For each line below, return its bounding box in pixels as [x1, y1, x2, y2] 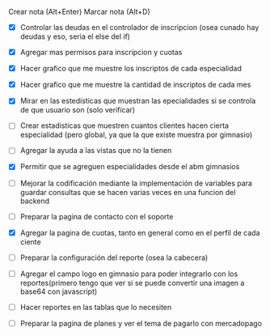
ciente [19, 236, 42, 246]
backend [19, 196, 50, 206]
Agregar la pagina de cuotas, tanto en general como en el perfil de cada [19, 228, 260, 237]
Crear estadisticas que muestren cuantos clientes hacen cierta [19, 121, 229, 130]
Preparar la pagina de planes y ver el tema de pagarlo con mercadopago [19, 318, 263, 328]
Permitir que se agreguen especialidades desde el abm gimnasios [19, 162, 240, 172]
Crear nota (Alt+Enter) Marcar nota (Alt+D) [8, 7, 151, 16]
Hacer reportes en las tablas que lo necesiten [19, 302, 172, 312]
